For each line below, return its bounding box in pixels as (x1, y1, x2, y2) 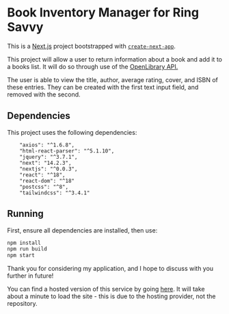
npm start (7, 252, 36, 259)
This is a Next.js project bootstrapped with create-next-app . (7, 42, 176, 50)
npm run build (7, 246, 48, 252)
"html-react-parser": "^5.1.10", (19, 147, 115, 155)
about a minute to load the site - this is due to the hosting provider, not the (7, 292, 216, 300)
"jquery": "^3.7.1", (19, 153, 78, 160)
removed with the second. (7, 90, 81, 99)
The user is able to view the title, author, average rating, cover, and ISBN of (7, 75, 219, 83)
